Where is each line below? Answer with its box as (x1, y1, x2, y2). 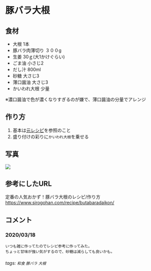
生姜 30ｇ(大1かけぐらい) (12, 54, 65, 60)
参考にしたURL (5, 179, 52, 188)
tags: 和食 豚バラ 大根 (5, 260, 47, 266)
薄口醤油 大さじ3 (12, 79, 48, 85)
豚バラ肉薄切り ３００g (12, 47, 62, 53)
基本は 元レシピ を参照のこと (12, 127, 71, 133)
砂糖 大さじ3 (12, 73, 40, 79)
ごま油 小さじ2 (12, 60, 44, 66)
